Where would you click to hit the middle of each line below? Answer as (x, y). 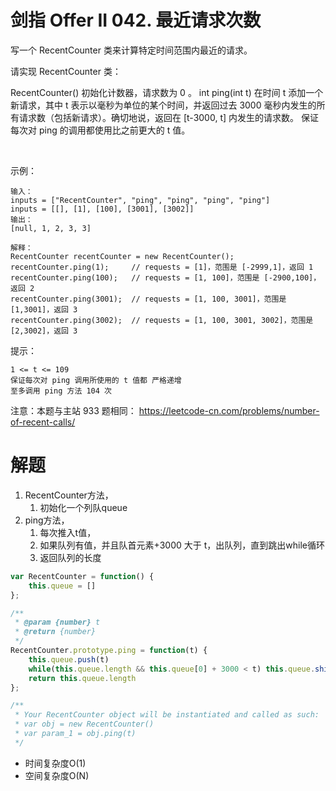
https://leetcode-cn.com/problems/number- (229, 410)
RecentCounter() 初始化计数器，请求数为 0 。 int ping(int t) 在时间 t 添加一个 (167, 92)
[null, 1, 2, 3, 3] (51, 228)
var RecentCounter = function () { (82, 576)
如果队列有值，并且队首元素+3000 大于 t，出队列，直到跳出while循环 (182, 545)
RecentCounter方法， (69, 495)
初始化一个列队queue (83, 507)
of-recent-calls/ (43, 422)
